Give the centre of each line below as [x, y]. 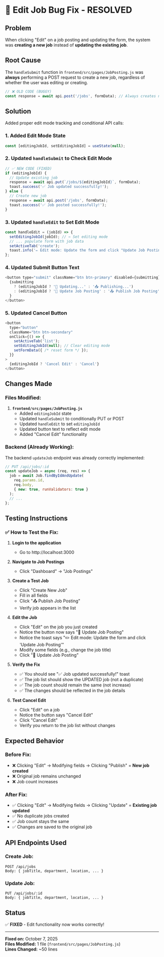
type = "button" [24, 327]
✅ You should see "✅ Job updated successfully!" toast [74, 674]
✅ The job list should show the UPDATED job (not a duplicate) [82, 680]
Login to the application [37, 543]
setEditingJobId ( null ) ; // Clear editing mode [62, 346]
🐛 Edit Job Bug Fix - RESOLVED [69, 10]
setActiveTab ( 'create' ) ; [35, 246]
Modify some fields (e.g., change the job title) [65, 650]
